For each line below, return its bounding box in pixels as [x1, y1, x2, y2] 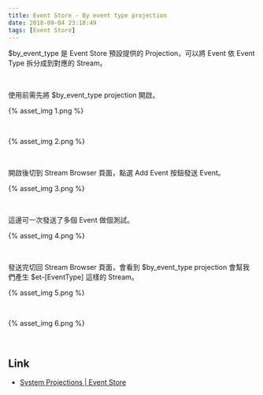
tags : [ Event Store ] [8, 26, 76, 34]
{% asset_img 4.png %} [8, 231, 85, 241]
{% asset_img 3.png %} [8, 184, 85, 194]
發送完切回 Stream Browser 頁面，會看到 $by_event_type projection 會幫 [8, 263, 243, 272]
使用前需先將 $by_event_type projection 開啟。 [8, 90, 160, 100]
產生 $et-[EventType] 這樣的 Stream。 [14, 272, 139, 282]
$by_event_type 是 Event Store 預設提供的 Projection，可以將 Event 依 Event [8, 49, 255, 58]
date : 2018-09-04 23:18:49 [8, 19, 97, 27]
